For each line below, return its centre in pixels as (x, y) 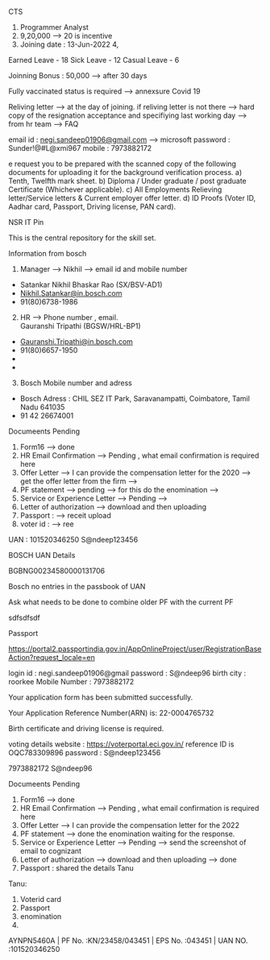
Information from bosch (48, 254)
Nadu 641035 (42, 407)
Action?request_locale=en (52, 657)
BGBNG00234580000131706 (57, 571)
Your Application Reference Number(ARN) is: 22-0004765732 (111, 713)
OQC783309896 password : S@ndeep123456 (85, 752)
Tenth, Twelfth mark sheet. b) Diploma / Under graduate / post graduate (128, 181)
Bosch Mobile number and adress (76, 383)
